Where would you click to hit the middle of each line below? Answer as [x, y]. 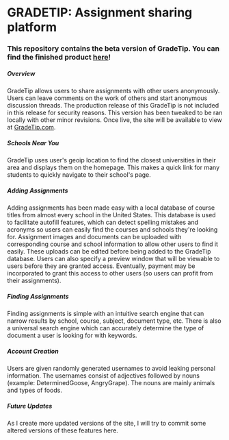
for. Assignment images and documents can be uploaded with [94, 237]
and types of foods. [35, 390]
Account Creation [33, 351]
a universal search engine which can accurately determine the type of [106, 328]
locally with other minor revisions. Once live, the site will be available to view [114, 120]
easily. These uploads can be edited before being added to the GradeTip [109, 252]
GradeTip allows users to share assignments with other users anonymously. [113, 91]
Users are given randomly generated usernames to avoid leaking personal [111, 368]
